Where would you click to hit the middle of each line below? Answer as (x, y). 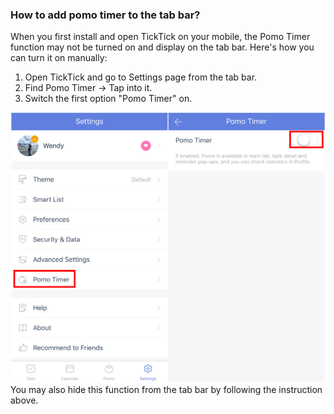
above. (24, 400)
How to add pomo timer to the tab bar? (105, 15)
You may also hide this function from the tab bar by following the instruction (166, 389)
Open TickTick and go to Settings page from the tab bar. (141, 77)
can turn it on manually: (59, 58)
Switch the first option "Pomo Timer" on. (108, 99)
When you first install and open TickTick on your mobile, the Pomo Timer (160, 37)
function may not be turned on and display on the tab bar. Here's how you (162, 47)
